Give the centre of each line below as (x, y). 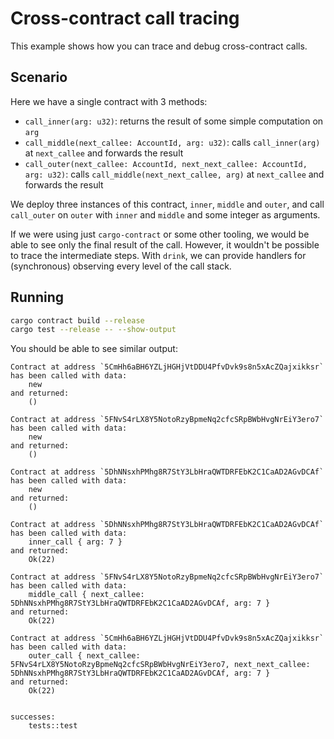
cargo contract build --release (77, 320)
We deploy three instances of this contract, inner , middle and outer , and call (167, 204)
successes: (33, 717)
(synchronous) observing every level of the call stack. (121, 266)
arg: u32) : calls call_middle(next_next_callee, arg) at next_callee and (174, 174)
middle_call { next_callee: (86, 595)
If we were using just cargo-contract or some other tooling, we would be (160, 234)
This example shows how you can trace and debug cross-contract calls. (159, 46)
